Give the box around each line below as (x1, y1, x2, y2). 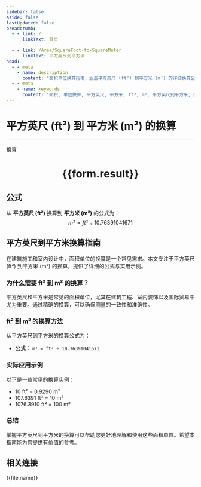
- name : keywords (17, 86, 60, 93)
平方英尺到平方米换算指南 (6, 238, 100, 248)
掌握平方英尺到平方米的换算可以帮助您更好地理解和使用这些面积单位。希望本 (6, 431, 195, 438)
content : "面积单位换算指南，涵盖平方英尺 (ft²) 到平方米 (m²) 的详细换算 (22, 75, 191, 81)
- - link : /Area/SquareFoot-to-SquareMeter (11, 47, 121, 54)
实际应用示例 (6, 361, 44, 369)
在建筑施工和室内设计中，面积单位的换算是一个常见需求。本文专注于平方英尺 (6, 255, 195, 262)
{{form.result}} (62, 167, 139, 180)
